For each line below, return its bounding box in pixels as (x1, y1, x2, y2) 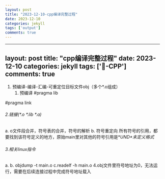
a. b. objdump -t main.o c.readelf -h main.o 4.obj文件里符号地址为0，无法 (5, 162, 154, 168)
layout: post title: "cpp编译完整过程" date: (5, 54, 135, 63)
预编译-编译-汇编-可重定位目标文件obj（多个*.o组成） (12, 83, 121, 89)
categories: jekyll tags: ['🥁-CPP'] (24, 62, 127, 71)
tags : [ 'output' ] (5, 26, 41, 31)
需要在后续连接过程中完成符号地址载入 (13, 169, 91, 175)
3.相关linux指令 (5, 146, 36, 152)
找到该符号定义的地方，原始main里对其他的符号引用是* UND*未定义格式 (9, 134, 154, 140)
